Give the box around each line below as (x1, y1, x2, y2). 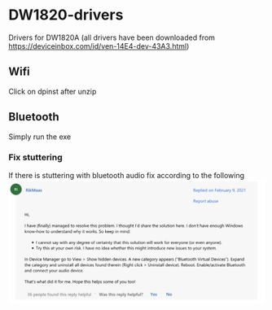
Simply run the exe (8, 132, 72, 142)
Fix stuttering (8, 152, 63, 164)
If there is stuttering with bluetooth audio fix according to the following (8, 170, 245, 180)
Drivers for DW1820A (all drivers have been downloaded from (8, 33, 216, 42)
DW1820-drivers (8, 6, 124, 24)
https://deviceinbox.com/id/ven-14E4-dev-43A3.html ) (8, 41, 190, 50)
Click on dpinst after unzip (8, 86, 97, 96)
